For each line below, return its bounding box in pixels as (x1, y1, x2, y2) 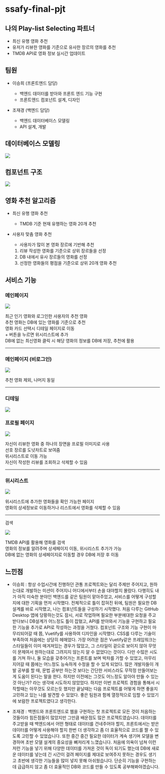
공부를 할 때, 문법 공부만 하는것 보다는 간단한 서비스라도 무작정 (17, 667, 137, 673)
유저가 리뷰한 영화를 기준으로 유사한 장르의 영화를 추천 (12, 44, 116, 50)
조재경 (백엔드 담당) (12, 107, 50, 113)
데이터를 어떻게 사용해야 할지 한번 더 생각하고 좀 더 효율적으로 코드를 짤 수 (12, 727, 154, 733)
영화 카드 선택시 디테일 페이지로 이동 (5, 325, 75, 331)
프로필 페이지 (5, 419, 34, 426)
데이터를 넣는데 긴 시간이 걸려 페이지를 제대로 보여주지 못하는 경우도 (17, 751, 147, 757)
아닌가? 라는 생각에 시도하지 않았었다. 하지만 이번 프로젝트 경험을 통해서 (17, 679, 155, 686)
